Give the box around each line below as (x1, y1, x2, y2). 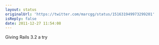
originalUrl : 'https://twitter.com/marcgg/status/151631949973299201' (5, 12, 155, 17)
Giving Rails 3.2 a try (5, 34, 48, 40)
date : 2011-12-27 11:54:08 (5, 21, 61, 26)
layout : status (5, 7, 37, 12)
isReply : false (5, 16, 37, 21)
